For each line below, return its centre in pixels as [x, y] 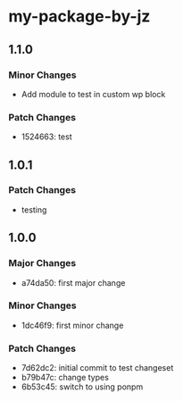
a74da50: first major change [73, 282]
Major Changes [42, 263]
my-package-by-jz [79, 17]
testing [34, 209]
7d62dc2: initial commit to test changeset [97, 368]
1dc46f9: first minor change [72, 325]
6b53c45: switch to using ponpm [82, 387]
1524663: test [46, 137]
